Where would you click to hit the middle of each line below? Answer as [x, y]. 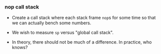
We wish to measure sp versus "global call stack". [63, 33]
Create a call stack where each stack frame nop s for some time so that [84, 18]
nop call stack [22, 7]
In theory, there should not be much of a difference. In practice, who [82, 42]
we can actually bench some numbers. [51, 23]
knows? [20, 48]
